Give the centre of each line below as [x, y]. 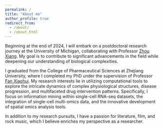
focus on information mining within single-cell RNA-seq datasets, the [74, 97]
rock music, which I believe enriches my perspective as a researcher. [74, 121]
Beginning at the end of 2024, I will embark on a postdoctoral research [76, 46]
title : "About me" [24, 14]
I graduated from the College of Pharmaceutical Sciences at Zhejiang [74, 71]
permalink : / [18, 9]
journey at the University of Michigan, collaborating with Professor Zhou [77, 51]
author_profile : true [27, 18]
